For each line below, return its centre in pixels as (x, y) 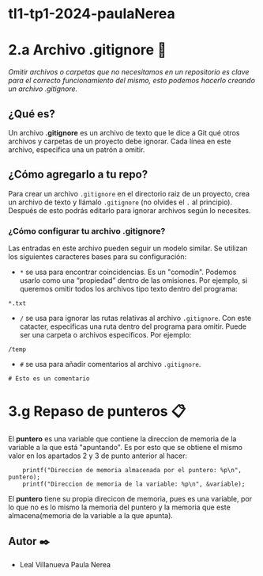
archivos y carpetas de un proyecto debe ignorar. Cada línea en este (120, 141)
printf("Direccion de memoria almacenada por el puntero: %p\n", (132, 470)
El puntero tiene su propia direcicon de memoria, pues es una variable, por (130, 498)
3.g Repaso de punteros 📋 (97, 412)
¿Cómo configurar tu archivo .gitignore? (87, 231)
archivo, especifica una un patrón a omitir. (77, 149)
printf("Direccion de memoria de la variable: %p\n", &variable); (134, 484)
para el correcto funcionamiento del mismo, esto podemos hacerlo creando (131, 81)
